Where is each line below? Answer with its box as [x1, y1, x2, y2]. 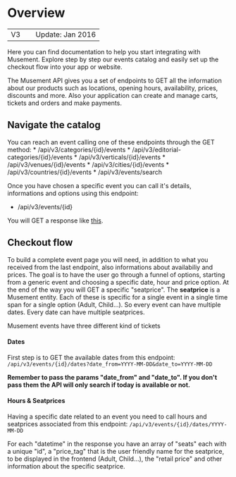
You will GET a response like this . [7, 216, 104, 225]
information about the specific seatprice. [7, 461, 125, 470]
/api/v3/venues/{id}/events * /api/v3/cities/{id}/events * [7, 160, 170, 168]
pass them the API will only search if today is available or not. [7, 380, 190, 389]
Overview [7, 5, 66, 21]
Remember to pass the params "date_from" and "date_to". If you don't [7, 373, 218, 381]
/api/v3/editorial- [132, 145, 182, 154]
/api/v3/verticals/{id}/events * [78, 153, 166, 161]
